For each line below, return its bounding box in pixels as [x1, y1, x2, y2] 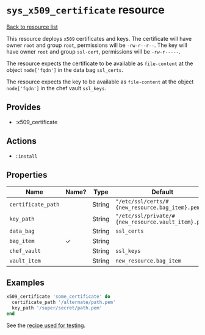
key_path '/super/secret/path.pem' [12, 305, 103, 311]
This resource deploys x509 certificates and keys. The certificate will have [6, 35, 192, 42]
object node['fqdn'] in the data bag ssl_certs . [6, 66, 123, 73]
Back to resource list [6, 23, 58, 30]
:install [15, 153, 38, 160]
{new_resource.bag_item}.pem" [115, 204, 203, 211]
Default [151, 188, 174, 196]
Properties [6, 169, 48, 180]
